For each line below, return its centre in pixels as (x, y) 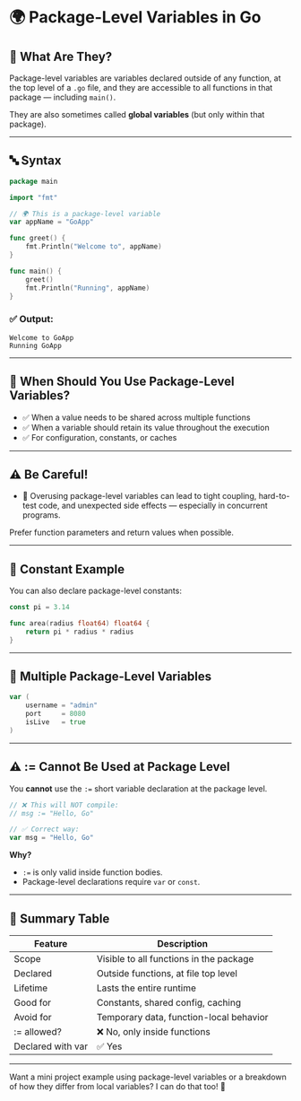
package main (34, 181)
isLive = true (56, 722)
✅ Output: (31, 319)
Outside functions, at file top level (167, 973)
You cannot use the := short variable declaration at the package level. (138, 788)
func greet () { (38, 239)
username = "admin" (62, 705)
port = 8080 (56, 714)
